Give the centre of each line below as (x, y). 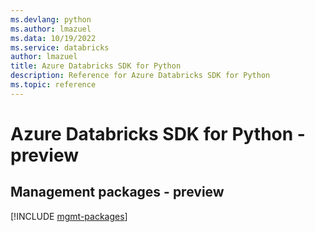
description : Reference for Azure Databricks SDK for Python (140, 76)
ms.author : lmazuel (51, 29)
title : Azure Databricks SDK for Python (96, 66)
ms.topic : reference (53, 85)
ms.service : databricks (60, 47)
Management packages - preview (117, 192)
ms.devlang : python (51, 19)
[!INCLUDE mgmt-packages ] (69, 216)
